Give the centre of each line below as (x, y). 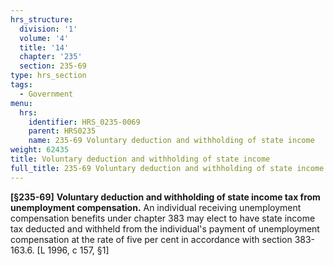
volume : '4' (44, 38)
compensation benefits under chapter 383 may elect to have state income (163, 218)
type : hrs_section (48, 76)
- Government (46, 94)
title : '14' (44, 47)
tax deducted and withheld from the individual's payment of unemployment (165, 228)
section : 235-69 (53, 66)
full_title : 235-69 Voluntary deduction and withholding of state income (167, 168)
